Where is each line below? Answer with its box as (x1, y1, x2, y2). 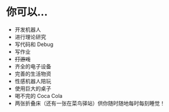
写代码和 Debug (14, 41, 54, 48)
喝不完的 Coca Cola (14, 92, 63, 99)
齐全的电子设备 (14, 62, 51, 70)
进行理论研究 (14, 33, 46, 40)
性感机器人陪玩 (14, 77, 51, 84)
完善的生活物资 (14, 70, 51, 77)
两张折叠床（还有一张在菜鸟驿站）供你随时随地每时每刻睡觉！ (14, 100, 165, 107)
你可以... (6, 5, 48, 19)
